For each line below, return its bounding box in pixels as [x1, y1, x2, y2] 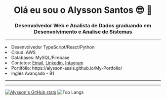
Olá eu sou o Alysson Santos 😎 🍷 [14, 4, 152, 16]
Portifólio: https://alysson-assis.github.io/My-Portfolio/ [11, 65, 123, 71]
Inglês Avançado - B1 [11, 70, 54, 76]
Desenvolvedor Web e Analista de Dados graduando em [14, 22, 152, 29]
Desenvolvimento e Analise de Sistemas [34, 28, 132, 35]
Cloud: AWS [11, 50, 36, 55]
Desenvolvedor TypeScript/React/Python [11, 44, 95, 50]
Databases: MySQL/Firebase [11, 54, 70, 61]
